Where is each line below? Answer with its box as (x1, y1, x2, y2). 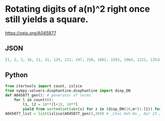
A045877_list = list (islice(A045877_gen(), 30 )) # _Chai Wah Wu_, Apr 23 (5, 111, 157, 116)
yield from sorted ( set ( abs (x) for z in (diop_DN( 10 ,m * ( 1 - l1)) (23, 106, 153, 111)
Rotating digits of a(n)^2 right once (5, 3, 150, 15)
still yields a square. (5, 14, 88, 25)
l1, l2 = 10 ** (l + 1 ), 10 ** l (23, 102, 78, 107)
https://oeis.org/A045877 (5, 30, 56, 36)
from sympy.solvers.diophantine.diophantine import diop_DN (5, 88, 131, 94)
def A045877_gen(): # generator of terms (5, 93, 91, 98)
